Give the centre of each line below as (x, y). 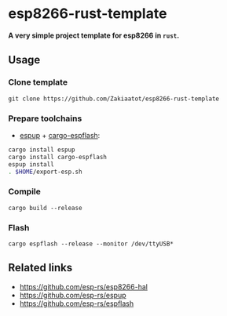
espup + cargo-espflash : (60, 135)
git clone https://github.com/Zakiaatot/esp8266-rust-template (114, 99)
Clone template (38, 82)
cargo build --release (45, 208)
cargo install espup (42, 150)
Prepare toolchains (45, 118)
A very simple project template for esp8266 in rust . (94, 35)
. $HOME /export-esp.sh (45, 172)
